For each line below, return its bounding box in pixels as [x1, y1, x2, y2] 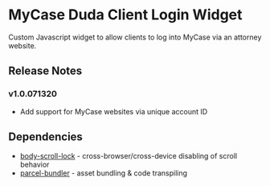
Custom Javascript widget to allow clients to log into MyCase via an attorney [8, 32, 262, 42]
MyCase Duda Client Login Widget [8, 6, 243, 24]
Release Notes [8, 64, 83, 78]
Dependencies [8, 130, 83, 144]
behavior [19, 159, 50, 170]
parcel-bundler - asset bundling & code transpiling [19, 168, 187, 178]
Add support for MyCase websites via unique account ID [19, 106, 208, 116]
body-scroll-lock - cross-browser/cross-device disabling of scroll [19, 151, 238, 161]
